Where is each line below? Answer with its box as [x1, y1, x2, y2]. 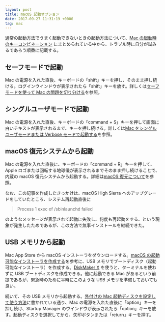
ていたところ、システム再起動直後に [18, 196, 91, 202]
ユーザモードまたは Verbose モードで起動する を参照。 [5, 131, 115, 137]
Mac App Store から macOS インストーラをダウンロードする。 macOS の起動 [5, 252, 160, 258]
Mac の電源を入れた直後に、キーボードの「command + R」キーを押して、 [5, 161, 155, 167]
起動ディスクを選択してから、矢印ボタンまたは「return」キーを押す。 [13, 312, 154, 318]
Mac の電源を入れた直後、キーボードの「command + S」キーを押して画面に [5, 119, 160, 125]
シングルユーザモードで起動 [5, 105, 89, 114]
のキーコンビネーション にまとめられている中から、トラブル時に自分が [5, 41, 148, 47]
